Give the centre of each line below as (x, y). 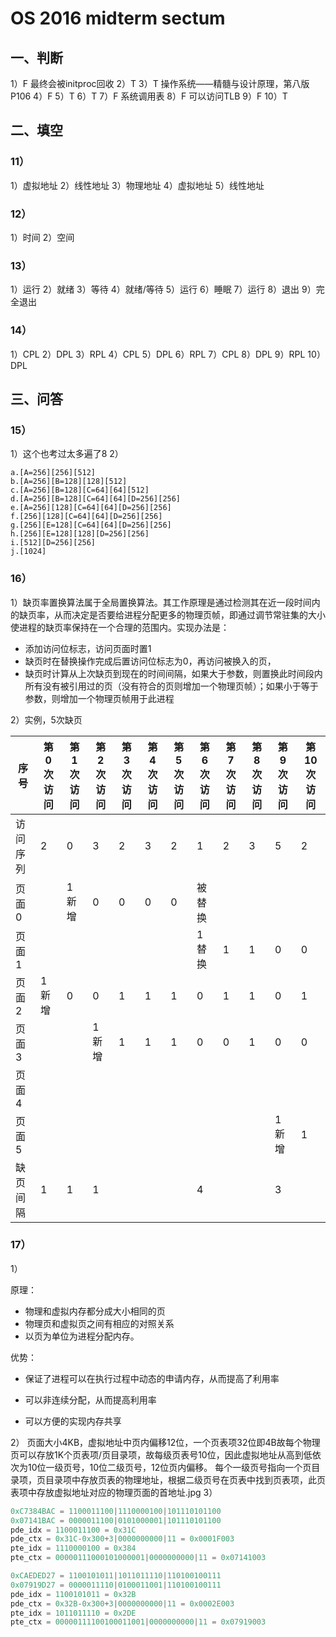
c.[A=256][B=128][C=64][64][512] (80, 490)
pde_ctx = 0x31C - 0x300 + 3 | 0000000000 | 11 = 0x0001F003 (122, 1539)
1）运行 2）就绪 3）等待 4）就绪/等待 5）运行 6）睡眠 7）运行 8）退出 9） (163, 289)
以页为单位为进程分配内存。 (82, 1336)
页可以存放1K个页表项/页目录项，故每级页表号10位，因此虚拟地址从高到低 (161, 1454)
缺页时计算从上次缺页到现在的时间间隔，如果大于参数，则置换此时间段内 (173, 673)
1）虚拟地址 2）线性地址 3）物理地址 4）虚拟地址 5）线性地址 (137, 185)
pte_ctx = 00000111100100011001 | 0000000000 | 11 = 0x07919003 (138, 1622)
